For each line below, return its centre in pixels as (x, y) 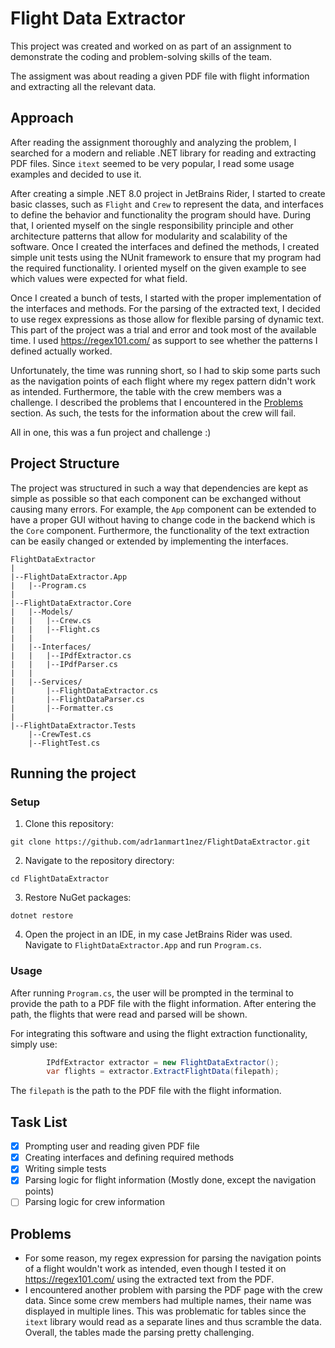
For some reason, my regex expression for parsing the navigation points (173, 1258)
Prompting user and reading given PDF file (112, 1146)
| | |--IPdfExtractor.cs (71, 655)
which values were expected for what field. (99, 278)
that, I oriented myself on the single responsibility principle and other (152, 225)
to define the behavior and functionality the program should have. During (161, 214)
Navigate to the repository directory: (99, 861)
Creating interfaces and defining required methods (129, 1158)
